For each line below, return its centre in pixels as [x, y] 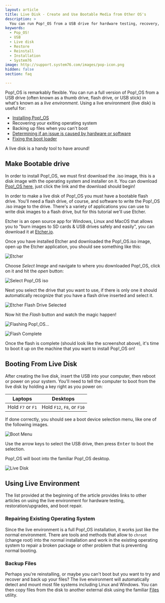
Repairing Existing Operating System [50, 518]
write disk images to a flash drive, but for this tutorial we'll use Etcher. [76, 212]
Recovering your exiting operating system [54, 123]
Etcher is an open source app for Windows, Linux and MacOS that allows [79, 221]
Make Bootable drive [37, 164]
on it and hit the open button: [34, 271]
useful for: [16, 108]
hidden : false [20, 70]
